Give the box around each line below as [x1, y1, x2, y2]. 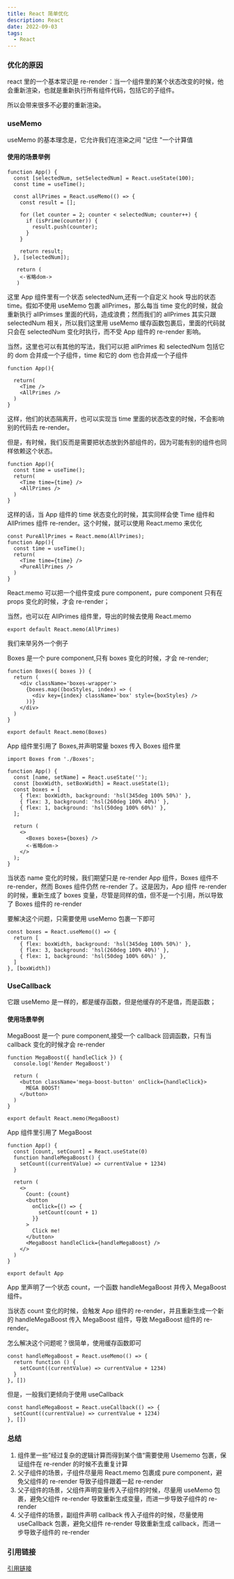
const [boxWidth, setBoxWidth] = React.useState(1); [13, 780, 170, 787]
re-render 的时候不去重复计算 [43, 1459, 128, 1468]
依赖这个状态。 [13, 446, 56, 455]
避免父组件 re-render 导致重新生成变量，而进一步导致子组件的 [29, 1494, 208, 1502]
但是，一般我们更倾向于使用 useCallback [7, 1390, 124, 1399]
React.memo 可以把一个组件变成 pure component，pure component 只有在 [7, 588, 223, 597]
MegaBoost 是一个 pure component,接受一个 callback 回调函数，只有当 [7, 1032, 212, 1040]
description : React [7, 17, 64, 24]
